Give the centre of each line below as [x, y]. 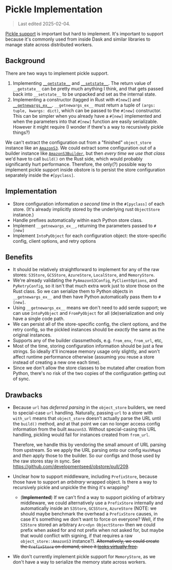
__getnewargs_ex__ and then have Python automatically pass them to [85, 297]
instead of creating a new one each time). [57, 362]
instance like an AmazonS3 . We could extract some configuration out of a [81, 148]
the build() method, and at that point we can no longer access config [86, 424]
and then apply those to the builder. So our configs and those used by [86, 456]
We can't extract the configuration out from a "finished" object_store [79, 142]
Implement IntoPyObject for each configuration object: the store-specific [90, 236]
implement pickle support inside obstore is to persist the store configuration [85, 170]
